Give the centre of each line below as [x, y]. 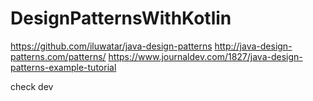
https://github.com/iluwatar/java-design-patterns [111, 46]
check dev [32, 86]
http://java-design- [253, 46]
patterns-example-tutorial [63, 67]
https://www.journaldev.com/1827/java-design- [205, 56]
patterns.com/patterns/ [58, 56]
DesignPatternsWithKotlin [121, 18]
